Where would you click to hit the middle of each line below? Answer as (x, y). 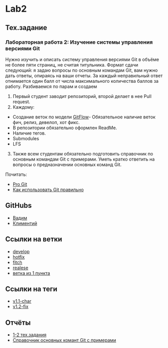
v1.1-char (22, 301)
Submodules (26, 138)
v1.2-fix (21, 307)
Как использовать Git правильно (48, 189)
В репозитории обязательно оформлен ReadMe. (65, 128)
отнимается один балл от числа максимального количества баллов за (82, 81)
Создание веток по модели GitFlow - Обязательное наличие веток (84, 117)
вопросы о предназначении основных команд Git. (67, 164)
